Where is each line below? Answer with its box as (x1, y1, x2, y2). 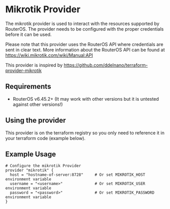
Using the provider (5, 116, 66, 125)
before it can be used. (5, 31, 52, 37)
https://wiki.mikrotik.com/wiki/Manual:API (5, 52, 93, 58)
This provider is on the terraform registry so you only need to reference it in (5, 129, 165, 136)
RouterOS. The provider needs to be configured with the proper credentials (5, 26, 164, 32)
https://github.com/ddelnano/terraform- (63, 62, 148, 68)
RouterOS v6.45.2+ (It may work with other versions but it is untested (12, 96, 159, 102)
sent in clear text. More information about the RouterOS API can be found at (5, 47, 165, 53)
